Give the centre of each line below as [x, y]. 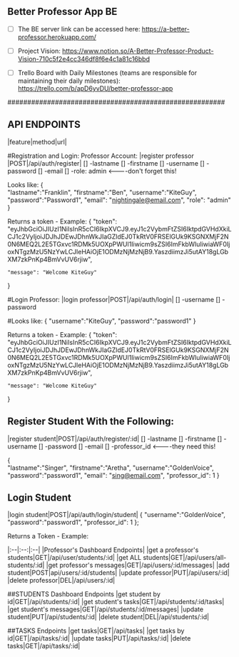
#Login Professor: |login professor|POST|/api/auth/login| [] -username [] [114, 299]
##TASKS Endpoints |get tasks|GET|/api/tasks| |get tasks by [96, 631]
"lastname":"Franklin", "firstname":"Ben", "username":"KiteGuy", [102, 192]
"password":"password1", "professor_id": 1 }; [73, 522]
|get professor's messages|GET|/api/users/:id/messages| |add [138, 565]
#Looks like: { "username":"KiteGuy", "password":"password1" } [102, 321]
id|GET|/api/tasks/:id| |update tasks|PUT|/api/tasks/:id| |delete [99, 638]
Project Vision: [39, 51]
